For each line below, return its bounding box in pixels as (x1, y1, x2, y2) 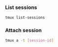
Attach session (5, 27, 42, 34)
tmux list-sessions (5, 15, 45, 20)
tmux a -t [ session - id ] (5, 38, 54, 43)
